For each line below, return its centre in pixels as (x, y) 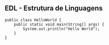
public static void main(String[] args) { (59, 24)
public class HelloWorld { (33, 20)
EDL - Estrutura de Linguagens (54, 8)
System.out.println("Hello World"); (61, 29)
